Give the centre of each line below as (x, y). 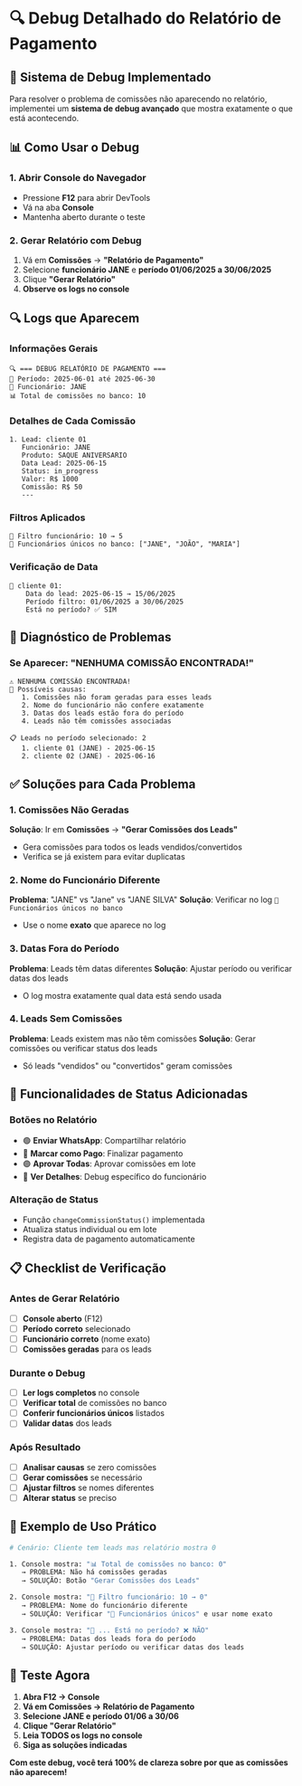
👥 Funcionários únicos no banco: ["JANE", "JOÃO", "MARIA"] (125, 545)
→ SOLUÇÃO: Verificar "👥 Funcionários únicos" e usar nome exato (147, 1614)
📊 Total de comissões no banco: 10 (78, 395)
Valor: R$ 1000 (50, 479)
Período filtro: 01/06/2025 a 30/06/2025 (104, 602)
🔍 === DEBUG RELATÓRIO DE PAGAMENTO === (88, 368)
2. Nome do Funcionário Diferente (85, 879)
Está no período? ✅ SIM (71, 609)
